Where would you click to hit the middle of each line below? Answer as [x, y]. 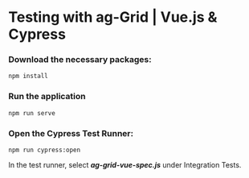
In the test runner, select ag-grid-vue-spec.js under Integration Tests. [125, 165]
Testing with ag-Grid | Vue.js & [113, 17]
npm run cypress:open [45, 150]
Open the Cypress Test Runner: [71, 133]
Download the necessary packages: [80, 60]
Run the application [47, 97]
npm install [28, 77]
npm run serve [32, 113]
